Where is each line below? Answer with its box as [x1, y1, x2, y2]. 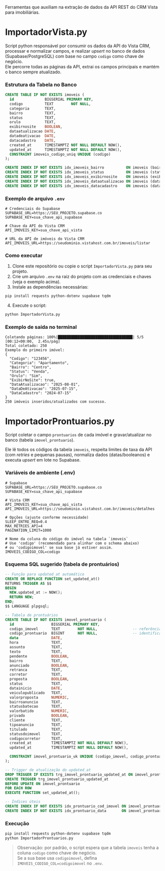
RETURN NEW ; [9, 595, 34, 600]
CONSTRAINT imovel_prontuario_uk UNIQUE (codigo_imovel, [9, 754, 129, 759]
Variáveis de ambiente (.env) [5, 469, 75, 476]
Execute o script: [12, 302, 47, 309]
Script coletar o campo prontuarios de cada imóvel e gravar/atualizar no [5, 432, 152, 438]
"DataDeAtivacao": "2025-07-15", [9, 386, 78, 391]
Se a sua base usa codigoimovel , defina [17, 855, 97, 861]
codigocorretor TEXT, [9, 736, 63, 741]
